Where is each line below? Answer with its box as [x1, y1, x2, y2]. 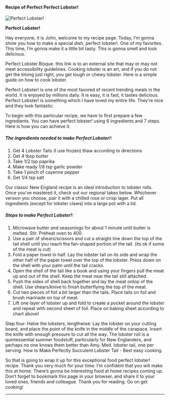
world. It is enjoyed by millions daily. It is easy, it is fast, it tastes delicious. [5, 92, 159, 98]
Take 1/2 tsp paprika [12, 158, 55, 164]
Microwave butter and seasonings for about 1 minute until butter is [12, 225, 151, 231]
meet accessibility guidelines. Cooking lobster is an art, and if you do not [5, 66, 157, 72]
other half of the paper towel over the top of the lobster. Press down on [12, 257, 161, 263]
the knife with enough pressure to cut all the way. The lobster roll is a [5, 331, 149, 337]
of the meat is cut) [12, 246, 51, 252]
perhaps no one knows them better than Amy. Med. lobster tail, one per [5, 342, 154, 348]
